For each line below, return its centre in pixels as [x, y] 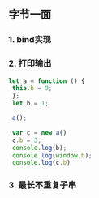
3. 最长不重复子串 [43, 185]
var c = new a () [39, 132]
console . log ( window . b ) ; [52, 155]
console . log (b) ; [39, 148]
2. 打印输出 [30, 63]
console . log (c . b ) [41, 163]
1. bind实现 [30, 40]
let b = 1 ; [30, 104]
